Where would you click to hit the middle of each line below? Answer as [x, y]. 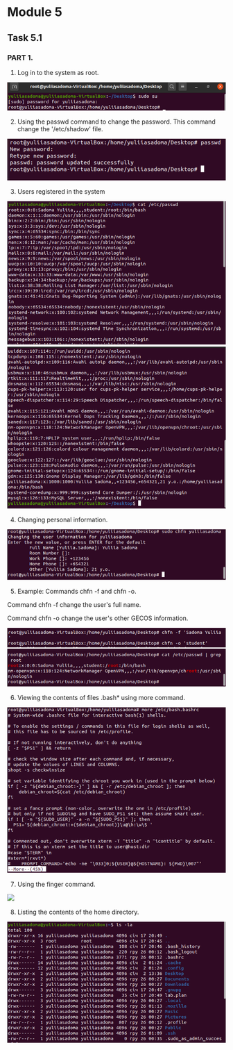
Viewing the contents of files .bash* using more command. [101, 698]
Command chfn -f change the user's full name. [74, 604]
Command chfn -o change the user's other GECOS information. [98, 618]
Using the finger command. [56, 884]
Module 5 [35, 12]
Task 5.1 [25, 38]
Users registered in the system [61, 191]
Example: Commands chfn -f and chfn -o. [77, 591]
